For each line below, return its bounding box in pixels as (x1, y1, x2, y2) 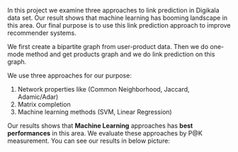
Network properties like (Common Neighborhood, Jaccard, (17, 85, 190, 93)
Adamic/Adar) (17, 92, 59, 101)
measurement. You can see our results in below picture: (7, 136, 170, 145)
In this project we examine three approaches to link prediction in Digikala (7, 6, 220, 14)
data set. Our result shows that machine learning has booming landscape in (7, 13, 228, 22)
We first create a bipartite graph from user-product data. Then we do (7, 43, 209, 50)
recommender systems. (7, 28, 76, 37)
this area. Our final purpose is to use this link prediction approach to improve (7, 21, 232, 29)
